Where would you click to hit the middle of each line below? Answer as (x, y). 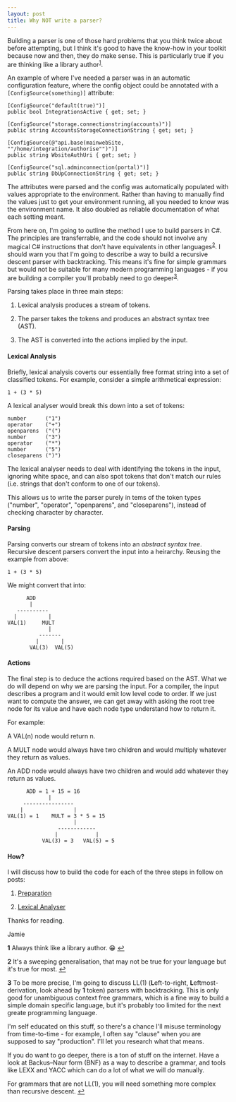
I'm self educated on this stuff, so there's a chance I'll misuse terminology (114, 1026)
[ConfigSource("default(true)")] (56, 106)
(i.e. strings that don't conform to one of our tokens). (84, 484)
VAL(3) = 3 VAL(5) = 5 (78, 841)
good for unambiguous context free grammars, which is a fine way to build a (118, 998)
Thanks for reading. (36, 921)
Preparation (35, 893)
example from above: (38, 559)
